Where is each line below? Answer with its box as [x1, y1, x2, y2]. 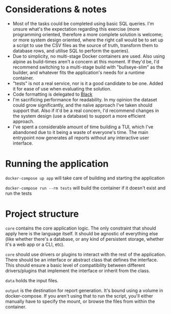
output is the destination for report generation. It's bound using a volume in [5, 287, 163, 294]
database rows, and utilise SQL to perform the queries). [12, 48, 130, 54]
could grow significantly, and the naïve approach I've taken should [12, 102, 153, 108]
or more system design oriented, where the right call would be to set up [12, 37, 163, 43]
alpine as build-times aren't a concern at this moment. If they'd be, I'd [12, 58, 160, 64]
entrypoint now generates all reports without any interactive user [12, 134, 150, 141]
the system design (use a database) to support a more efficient [12, 113, 145, 119]
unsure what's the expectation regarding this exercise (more [12, 26, 140, 32]
